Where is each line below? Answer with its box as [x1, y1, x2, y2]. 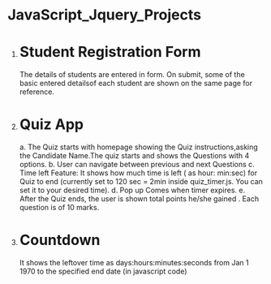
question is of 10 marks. [19, 203, 100, 213]
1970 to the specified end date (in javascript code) [19, 266, 187, 276]
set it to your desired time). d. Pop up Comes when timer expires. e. [19, 185, 245, 196]
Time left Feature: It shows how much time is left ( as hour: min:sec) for [19, 168, 257, 178]
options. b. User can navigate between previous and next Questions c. [19, 160, 255, 170]
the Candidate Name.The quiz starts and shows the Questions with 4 [19, 151, 250, 161]
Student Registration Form [19, 43, 201, 62]
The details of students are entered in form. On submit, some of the [19, 70, 245, 80]
